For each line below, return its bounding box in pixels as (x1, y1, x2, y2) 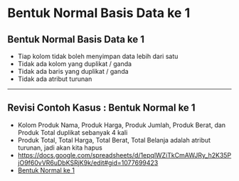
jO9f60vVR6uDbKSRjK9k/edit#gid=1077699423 (17, 158, 159, 167)
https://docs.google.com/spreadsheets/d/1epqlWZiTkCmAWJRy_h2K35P (17, 150, 232, 159)
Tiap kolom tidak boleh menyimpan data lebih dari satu (17, 52, 179, 60)
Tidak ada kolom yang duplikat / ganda (17, 60, 132, 68)
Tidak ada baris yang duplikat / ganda (17, 67, 129, 75)
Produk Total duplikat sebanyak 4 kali (17, 128, 128, 136)
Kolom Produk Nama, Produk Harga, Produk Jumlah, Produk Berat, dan (17, 121, 226, 129)
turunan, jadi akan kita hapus (17, 143, 103, 152)
